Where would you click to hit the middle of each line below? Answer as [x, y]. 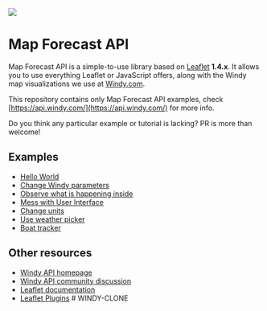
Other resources [50, 253]
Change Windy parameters [65, 185]
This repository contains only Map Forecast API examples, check [116, 99]
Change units [42, 211]
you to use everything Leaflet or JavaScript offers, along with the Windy [127, 75]
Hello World [39, 176]
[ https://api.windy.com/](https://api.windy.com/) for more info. [111, 108]
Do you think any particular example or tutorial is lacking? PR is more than [130, 123]
